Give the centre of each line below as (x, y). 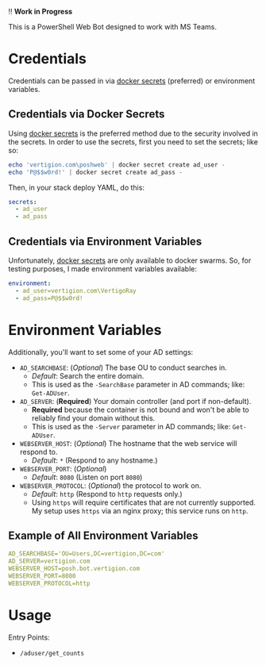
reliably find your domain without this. (93, 418)
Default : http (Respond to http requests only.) (107, 494)
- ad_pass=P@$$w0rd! (49, 298)
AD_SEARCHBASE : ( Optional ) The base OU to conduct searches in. (123, 367)
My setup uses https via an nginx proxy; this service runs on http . (140, 510)
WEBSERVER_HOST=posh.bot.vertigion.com (74, 569)
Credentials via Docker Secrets (87, 114)
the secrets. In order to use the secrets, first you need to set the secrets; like (133, 141)
